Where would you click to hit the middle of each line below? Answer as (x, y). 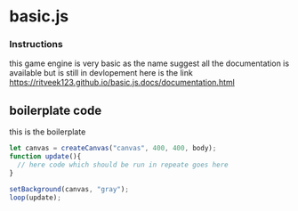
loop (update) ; (36, 198)
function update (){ (45, 157)
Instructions (36, 45)
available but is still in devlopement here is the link (101, 73)
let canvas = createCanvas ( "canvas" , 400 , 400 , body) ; (113, 149)
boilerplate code (56, 110)
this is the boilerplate (48, 132)
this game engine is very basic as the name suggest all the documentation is (149, 63)
